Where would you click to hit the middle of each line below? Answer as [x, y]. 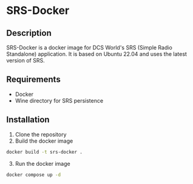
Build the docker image [44, 141]
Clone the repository [41, 134]
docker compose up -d [34, 175]
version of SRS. [25, 60]
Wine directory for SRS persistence [59, 100]
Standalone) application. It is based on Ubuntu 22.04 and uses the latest [96, 54]
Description [29, 33]
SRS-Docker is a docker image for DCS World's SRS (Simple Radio [90, 47]
